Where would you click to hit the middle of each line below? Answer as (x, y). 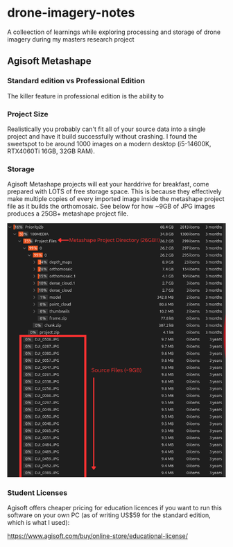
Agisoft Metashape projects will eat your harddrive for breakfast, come (108, 184)
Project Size (28, 114)
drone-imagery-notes (71, 13)
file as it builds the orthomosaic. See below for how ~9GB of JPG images (111, 207)
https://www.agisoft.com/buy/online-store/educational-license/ (98, 536)
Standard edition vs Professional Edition (76, 81)
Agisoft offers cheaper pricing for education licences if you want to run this (114, 508)
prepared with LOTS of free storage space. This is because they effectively (114, 191)
